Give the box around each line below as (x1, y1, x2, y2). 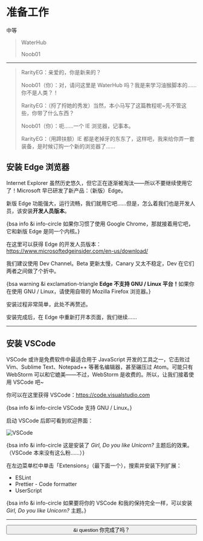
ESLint (14, 474, 31, 481)
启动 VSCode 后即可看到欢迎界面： (6, 416, 94, 424)
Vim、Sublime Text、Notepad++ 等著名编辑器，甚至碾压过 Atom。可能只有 (6, 363, 193, 371)
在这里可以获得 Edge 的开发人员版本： (6, 240, 101, 248)
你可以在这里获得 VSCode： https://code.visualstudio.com (6, 391, 150, 398)
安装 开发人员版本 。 (22, 207, 70, 215)
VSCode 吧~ (13, 378, 44, 386)
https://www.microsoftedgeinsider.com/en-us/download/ (6, 247, 149, 254)
